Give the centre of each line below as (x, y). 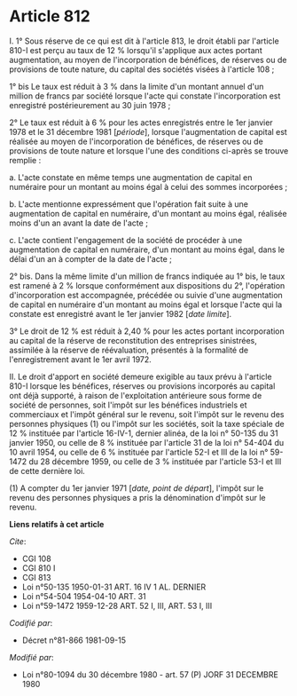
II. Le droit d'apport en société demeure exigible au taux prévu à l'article (141, 376)
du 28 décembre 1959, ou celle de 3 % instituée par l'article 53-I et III (155, 461)
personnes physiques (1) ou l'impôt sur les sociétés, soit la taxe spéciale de (147, 423)
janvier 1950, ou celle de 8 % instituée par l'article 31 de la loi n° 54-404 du (147, 442)
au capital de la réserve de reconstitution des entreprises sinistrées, (133, 340)
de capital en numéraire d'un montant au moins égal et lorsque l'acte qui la (146, 304)
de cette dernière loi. (47, 471)
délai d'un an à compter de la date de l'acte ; (91, 258)
